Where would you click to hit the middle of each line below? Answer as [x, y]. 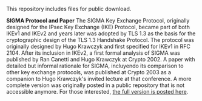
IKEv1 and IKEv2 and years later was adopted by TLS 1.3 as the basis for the [101, 33]
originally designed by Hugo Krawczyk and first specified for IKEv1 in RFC [99, 46]
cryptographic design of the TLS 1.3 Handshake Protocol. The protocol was [100, 40]
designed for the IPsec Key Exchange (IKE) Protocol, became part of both [98, 27]
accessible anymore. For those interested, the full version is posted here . [97, 92]
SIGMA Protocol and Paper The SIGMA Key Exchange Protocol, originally [98, 20]
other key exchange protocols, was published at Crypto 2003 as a [89, 72]
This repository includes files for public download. [69, 9]
